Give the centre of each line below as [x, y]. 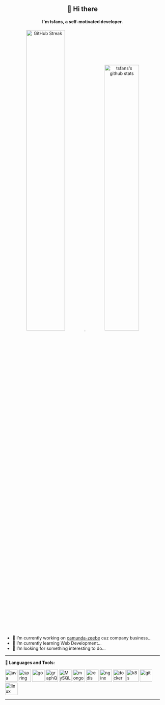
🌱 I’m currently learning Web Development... [57, 643]
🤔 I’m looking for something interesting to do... [59, 648]
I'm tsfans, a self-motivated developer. [82, 21]
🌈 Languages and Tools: [30, 662]
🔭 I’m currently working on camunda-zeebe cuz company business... [82, 638]
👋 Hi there [82, 9]
